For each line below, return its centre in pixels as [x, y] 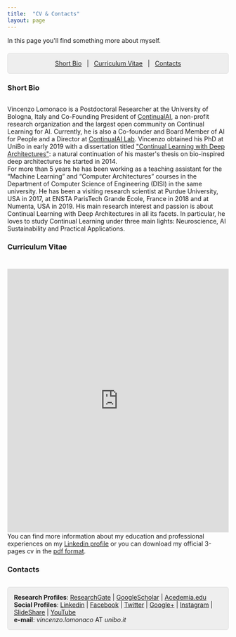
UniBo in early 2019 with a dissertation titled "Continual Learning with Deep [116, 147]
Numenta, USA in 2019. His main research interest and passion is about [110, 206]
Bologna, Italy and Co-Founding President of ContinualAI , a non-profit [108, 117]
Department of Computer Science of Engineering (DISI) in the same [105, 184]
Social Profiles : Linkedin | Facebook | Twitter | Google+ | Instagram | [113, 605]
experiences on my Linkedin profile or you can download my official [105, 544]
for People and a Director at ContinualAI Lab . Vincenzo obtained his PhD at [115, 139]
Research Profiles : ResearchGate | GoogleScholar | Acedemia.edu [110, 598]
